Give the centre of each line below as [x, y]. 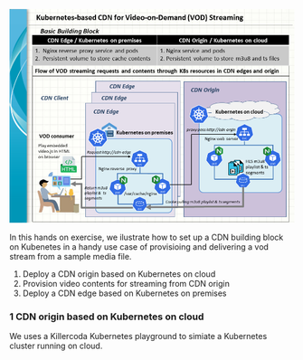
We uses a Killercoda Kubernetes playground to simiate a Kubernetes [138, 336]
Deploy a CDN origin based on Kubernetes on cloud [119, 274]
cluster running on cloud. [56, 346]
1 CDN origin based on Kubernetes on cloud [107, 317]
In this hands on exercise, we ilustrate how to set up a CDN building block [147, 237]
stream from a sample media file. [71, 256]
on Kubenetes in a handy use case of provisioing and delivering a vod [139, 247]
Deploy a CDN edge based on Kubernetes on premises [124, 293]
